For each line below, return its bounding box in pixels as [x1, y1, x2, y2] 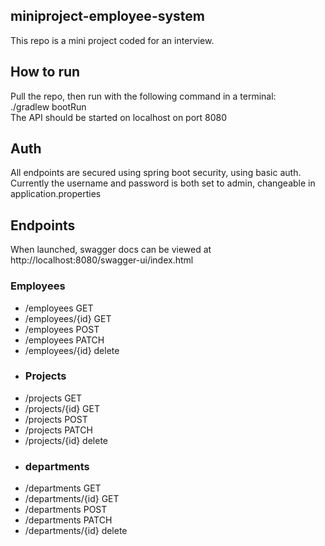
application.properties [10, 188, 102, 200]
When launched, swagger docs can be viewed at [10, 244, 212, 256]
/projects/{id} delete [24, 434, 109, 446]
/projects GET [24, 392, 83, 404]
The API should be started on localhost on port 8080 [10, 111, 228, 123]
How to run [10, 64, 81, 81]
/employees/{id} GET [24, 312, 112, 324]
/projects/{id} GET [24, 402, 101, 414]
